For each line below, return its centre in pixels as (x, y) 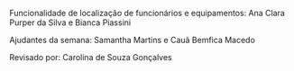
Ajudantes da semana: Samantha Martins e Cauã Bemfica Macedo (132, 40)
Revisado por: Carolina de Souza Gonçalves (91, 57)
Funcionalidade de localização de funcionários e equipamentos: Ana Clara (147, 13)
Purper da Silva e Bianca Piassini (70, 22)
